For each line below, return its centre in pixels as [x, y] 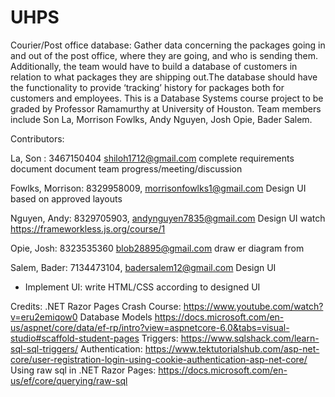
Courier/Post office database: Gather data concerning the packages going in [168, 45]
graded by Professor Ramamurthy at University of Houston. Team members [166, 108]
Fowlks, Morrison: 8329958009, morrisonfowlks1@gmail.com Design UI [158, 188]
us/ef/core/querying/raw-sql [69, 380]
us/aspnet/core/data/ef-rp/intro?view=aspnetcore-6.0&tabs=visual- [150, 327]
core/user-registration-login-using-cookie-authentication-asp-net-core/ [159, 359]
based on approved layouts [66, 198]
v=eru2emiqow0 [44, 317]
